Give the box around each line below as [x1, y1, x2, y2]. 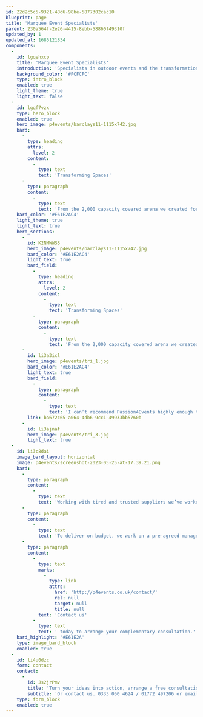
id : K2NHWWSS [27, 240, 61, 246]
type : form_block [16, 696, 61, 702]
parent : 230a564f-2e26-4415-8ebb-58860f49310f [5, 25, 125, 32]
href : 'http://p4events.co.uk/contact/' [54, 589, 158, 595]
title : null [54, 606, 85, 612]
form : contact [16, 662, 52, 669]
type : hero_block [16, 110, 61, 116]
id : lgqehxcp [16, 54, 50, 60]
